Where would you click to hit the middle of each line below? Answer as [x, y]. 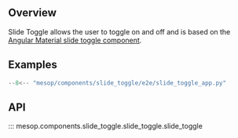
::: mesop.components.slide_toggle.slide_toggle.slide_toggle [105, 126]
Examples [33, 65]
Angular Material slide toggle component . [75, 40]
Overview [33, 13]
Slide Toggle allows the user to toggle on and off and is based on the [119, 31]
